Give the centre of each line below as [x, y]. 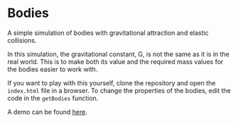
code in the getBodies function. [53, 98]
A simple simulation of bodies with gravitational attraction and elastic [108, 33]
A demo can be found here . [47, 112]
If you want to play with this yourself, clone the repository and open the [112, 82]
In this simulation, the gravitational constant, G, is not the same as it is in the [118, 54]
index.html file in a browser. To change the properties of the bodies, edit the [119, 90]
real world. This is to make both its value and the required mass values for [115, 61]
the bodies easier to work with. [53, 69]
